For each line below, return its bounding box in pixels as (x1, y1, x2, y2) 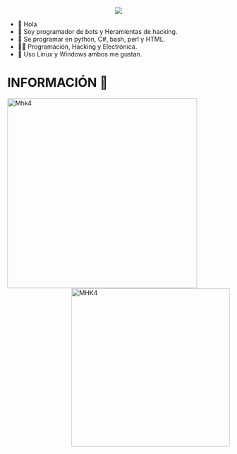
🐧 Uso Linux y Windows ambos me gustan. (17, 50, 142, 58)
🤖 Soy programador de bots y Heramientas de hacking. (17, 28, 178, 35)
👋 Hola (17, 20, 37, 28)
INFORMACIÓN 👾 (7, 75, 108, 91)
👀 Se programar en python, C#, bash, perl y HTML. (17, 35, 166, 43)
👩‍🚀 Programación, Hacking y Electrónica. (17, 42, 138, 51)
